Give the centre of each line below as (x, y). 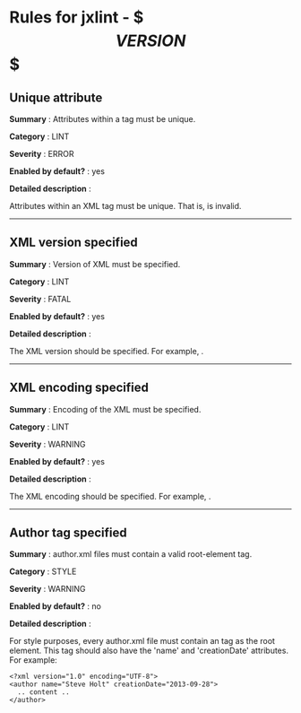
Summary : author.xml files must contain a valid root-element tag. (131, 554)
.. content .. (43, 692)
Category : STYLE (43, 571)
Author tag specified (68, 533)
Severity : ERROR (42, 154)
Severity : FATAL (40, 299)
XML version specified (74, 243)
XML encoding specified (79, 388)
